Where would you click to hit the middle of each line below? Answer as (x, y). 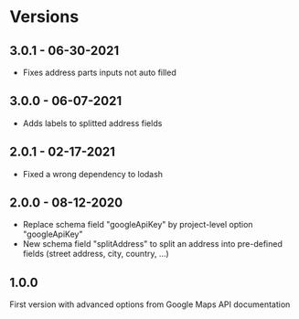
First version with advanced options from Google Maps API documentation (150, 304)
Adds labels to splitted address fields (92, 123)
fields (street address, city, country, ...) (96, 254)
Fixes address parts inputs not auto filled (99, 72)
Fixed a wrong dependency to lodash (92, 174)
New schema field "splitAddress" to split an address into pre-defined (153, 244)
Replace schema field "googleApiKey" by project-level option (138, 225)
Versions (44, 17)
